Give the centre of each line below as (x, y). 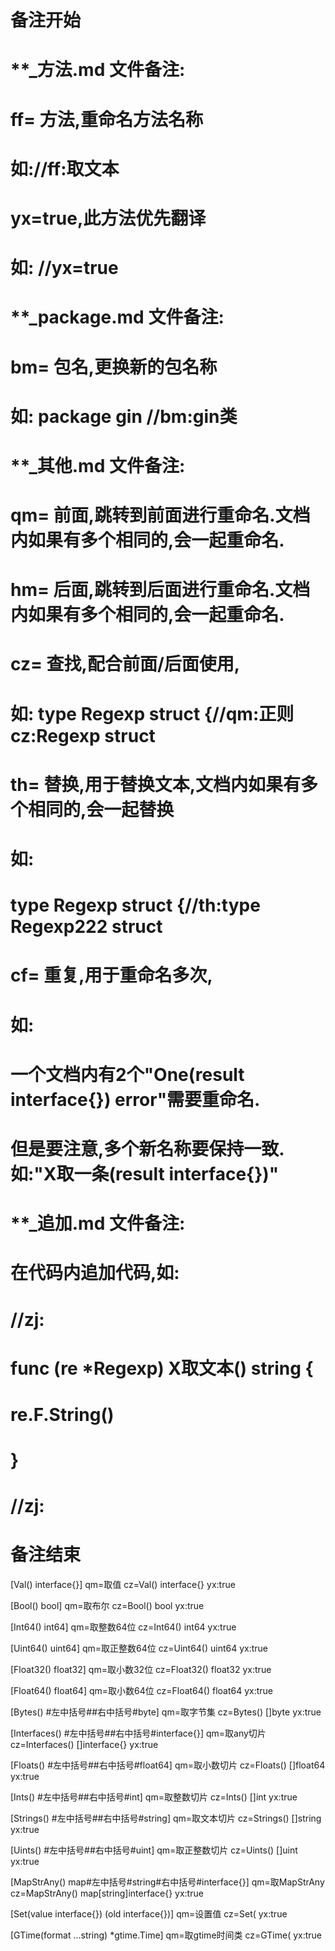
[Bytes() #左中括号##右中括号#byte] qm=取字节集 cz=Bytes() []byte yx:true (166, 1712)
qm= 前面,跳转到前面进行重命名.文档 (160, 515)
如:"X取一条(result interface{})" (145, 1173)
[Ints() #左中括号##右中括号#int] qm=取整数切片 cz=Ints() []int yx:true (154, 1797)
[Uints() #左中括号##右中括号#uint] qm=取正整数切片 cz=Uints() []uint (154, 1850)
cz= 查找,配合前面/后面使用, (125, 664)
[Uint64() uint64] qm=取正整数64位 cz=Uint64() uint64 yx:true (139, 1648)
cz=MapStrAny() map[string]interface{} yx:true (107, 1893)
